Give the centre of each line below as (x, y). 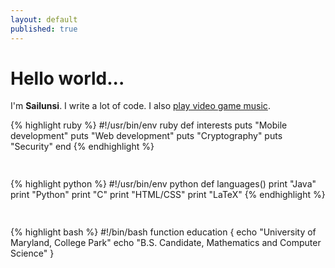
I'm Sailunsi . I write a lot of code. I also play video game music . (140, 106)
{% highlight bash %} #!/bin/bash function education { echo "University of (163, 232)
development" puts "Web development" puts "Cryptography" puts (146, 136)
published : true (44, 29)
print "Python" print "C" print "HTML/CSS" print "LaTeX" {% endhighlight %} (168, 195)
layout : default (44, 19)
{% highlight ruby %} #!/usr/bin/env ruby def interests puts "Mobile (149, 125)
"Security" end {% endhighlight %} (82, 147)
